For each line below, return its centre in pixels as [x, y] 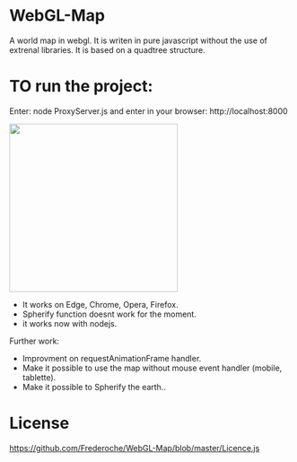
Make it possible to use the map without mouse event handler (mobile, [152, 368]
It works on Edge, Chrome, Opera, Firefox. [100, 304]
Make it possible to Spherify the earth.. [94, 387]
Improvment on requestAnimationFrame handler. [112, 358]
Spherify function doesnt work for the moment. [109, 314]
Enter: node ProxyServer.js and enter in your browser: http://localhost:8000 [149, 111]
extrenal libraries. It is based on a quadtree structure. [108, 49]
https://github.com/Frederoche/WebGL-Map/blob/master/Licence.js [135, 448]
